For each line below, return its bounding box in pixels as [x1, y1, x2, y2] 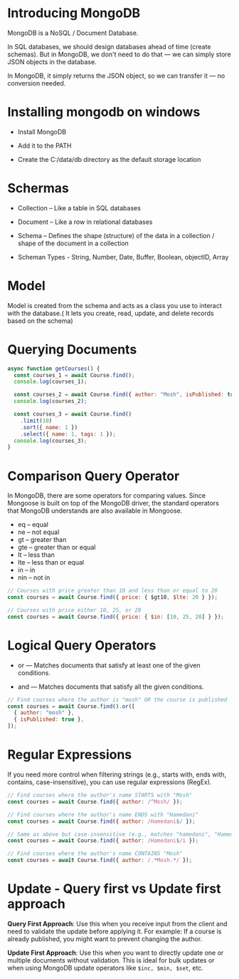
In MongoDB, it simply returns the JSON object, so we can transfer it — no [7, 71, 225, 80]
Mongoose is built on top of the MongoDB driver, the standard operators [7, 499, 219, 508]
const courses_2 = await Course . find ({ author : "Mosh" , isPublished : [14, 391, 224, 399]
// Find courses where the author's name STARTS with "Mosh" [7, 791, 193, 799]
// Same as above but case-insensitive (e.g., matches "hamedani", [7, 831, 212, 838]
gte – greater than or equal [17, 543, 96, 552]
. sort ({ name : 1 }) [20, 424, 78, 431]
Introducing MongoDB [7, 5, 141, 21]
